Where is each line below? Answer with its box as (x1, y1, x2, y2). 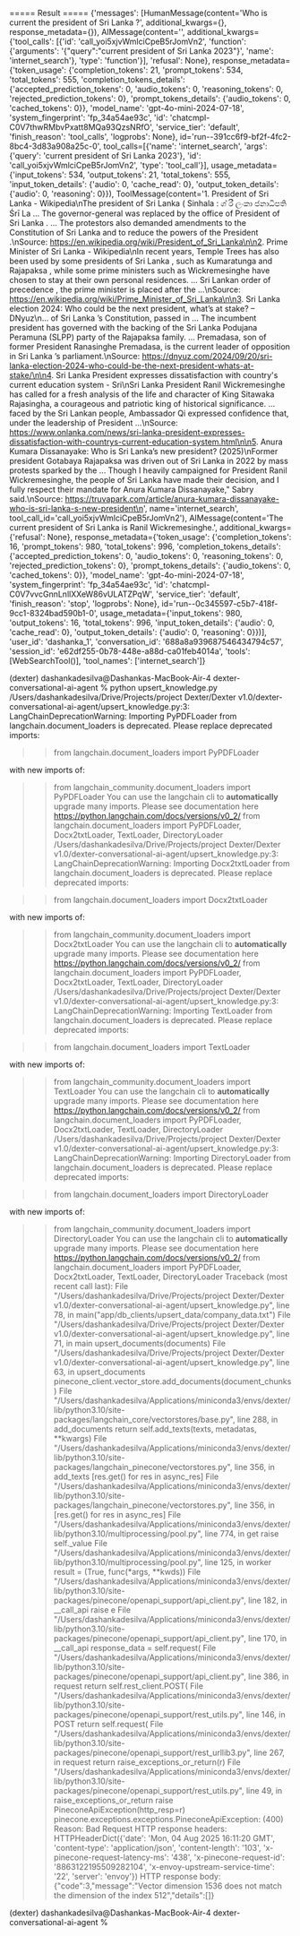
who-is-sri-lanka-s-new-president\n (9, 503, 144, 513)
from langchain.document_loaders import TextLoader (53, 1042, 251, 1052)
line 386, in (247, 1671, 289, 1682)
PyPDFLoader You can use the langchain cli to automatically (53, 792, 279, 802)
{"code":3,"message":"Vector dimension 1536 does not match (53, 1880, 282, 1891)
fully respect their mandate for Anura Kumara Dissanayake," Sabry (9, 484, 254, 495)
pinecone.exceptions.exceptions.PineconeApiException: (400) (53, 1814, 284, 1824)
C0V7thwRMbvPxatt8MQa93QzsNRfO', (9, 122, 154, 133)
